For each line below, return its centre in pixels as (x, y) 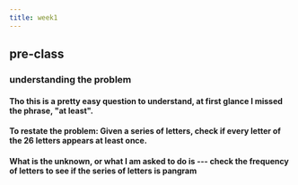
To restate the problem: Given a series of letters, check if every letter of (145, 131)
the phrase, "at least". (52, 110)
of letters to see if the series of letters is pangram (103, 171)
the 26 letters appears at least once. (79, 141)
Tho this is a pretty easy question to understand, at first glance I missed (146, 101)
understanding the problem (70, 79)
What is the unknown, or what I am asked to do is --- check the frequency (149, 161)
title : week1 (34, 18)
